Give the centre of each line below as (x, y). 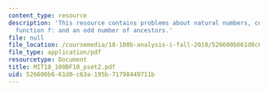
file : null (26, 38)
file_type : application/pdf (55, 52)
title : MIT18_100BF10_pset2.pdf (62, 67)
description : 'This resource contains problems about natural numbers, (130, 23)
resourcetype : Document (48, 60)
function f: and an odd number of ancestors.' (94, 30)
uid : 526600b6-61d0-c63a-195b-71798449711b (82, 74)
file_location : (33, 45)
